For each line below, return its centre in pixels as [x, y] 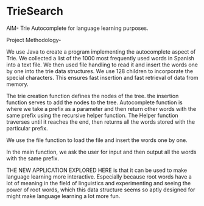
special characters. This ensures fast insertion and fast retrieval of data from [102, 77]
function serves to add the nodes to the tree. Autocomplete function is [94, 102]
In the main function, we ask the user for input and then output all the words [101, 152]
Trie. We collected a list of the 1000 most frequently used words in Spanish [100, 58]
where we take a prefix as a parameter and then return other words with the [101, 108]
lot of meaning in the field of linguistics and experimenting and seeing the [99, 183]
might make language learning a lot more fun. [63, 196]
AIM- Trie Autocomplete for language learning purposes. [77, 28]
